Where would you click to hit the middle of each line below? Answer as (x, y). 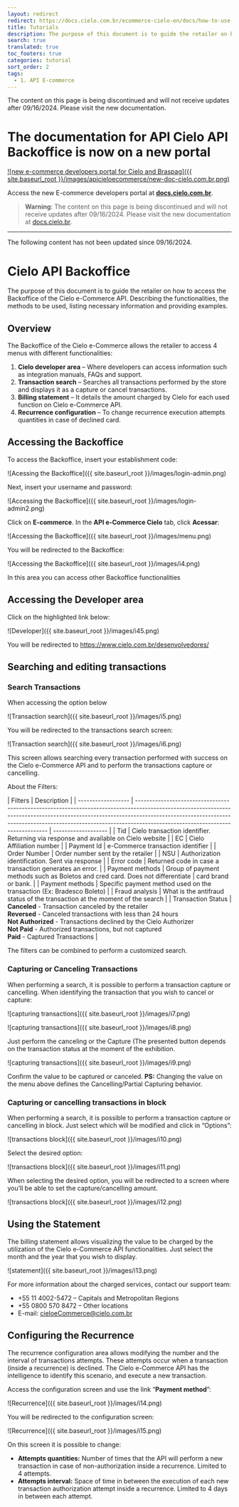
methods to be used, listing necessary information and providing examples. (118, 306)
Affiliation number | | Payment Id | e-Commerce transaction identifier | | (112, 846)
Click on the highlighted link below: (59, 617)
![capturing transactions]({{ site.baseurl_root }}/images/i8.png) (100, 1027)
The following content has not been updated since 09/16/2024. (100, 242)
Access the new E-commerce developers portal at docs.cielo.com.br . (110, 193)
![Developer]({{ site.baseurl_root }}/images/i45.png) (84, 630)
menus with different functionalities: (60, 353)
